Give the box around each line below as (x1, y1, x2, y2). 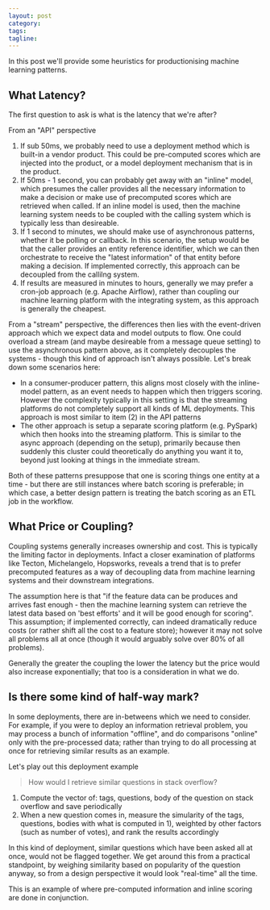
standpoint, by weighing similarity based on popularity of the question (8, 860, 241, 870)
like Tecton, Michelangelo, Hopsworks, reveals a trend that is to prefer (8, 558, 242, 568)
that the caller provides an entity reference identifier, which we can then (19, 244, 260, 254)
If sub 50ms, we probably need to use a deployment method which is (19, 141, 250, 151)
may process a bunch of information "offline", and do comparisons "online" (8, 728, 258, 738)
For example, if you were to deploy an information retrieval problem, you (8, 720, 248, 730)
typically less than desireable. (19, 219, 119, 228)
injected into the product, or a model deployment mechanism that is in (19, 158, 253, 168)
